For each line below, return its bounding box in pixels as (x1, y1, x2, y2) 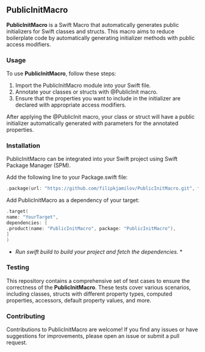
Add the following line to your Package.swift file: (6, 174, 128, 181)
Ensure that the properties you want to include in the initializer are (15, 95, 181, 102)
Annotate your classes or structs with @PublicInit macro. (15, 88, 158, 95)
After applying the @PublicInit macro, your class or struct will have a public (6, 113, 195, 121)
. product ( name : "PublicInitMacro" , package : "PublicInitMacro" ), (6, 225, 176, 231)
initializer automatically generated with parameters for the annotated (6, 119, 179, 127)
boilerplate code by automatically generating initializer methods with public (6, 34, 195, 42)
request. (6, 339, 27, 346)
